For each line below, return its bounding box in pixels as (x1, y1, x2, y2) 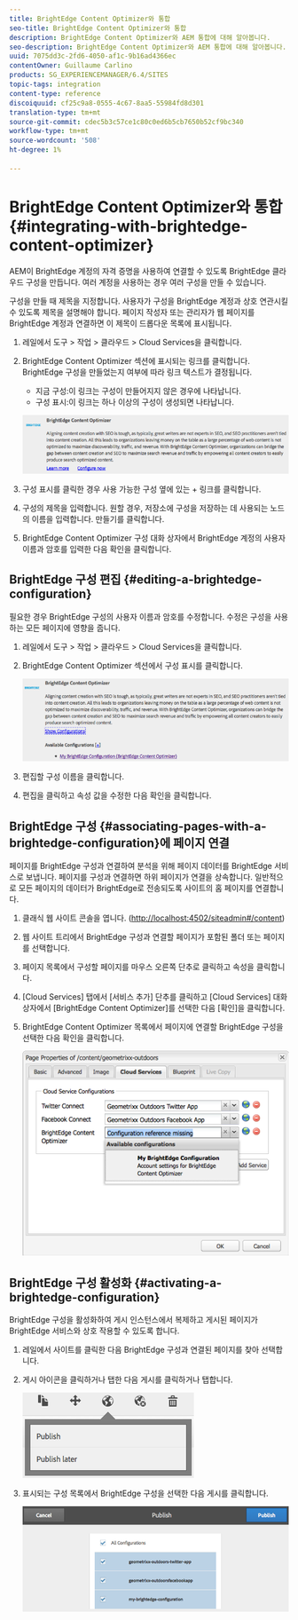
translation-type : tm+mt (9, 107, 101, 117)
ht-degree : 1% (9, 146, 62, 154)
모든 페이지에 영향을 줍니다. (25, 622, 122, 633)
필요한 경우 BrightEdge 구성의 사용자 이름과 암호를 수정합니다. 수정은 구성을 (9, 611, 272, 621)
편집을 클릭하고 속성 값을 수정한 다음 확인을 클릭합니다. (21, 790, 212, 801)
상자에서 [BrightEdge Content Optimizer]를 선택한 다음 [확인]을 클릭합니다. (21, 1002, 286, 1013)
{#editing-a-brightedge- (123, 573, 263, 588)
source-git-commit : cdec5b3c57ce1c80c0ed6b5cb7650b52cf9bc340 (9, 117, 244, 126)
